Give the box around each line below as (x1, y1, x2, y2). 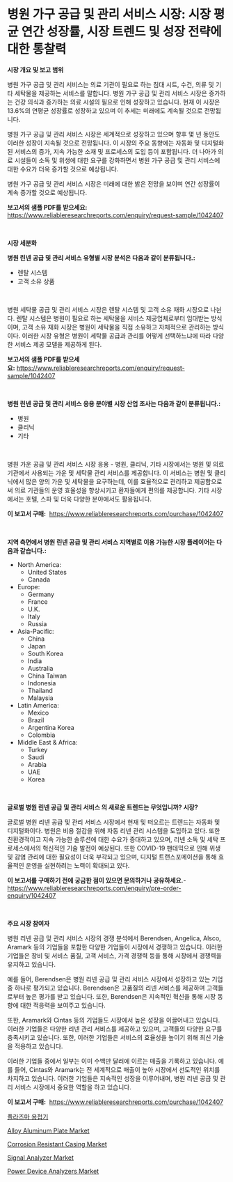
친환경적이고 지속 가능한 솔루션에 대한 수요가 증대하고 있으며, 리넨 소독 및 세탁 (7, 835, 219, 843)
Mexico (27, 708, 49, 717)
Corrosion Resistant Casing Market (7, 1140, 108, 1148)
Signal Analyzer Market (7, 1153, 74, 1162)
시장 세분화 (7, 238, 37, 247)
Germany (27, 590, 54, 598)
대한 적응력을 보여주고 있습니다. (19, 1001, 106, 1009)
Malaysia (27, 694, 54, 702)
